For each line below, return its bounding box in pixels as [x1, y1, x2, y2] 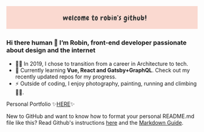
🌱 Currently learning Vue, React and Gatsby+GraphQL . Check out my [15, 66, 190, 74]
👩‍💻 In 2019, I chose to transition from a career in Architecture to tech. [15, 60, 188, 67]
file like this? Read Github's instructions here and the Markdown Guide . [6, 119, 184, 126]
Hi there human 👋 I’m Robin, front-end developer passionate [6, 38, 187, 47]
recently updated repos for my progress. [15, 73, 117, 80]
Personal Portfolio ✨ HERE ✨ [6, 100, 75, 108]
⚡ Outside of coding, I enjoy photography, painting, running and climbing [15, 80, 197, 87]
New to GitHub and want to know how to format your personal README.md [6, 113, 194, 120]
